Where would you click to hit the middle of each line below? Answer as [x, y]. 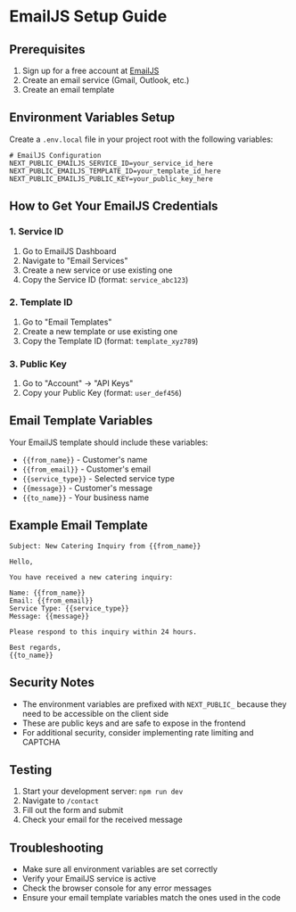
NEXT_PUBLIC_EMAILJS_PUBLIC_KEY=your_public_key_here [111, 179]
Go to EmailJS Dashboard [69, 251]
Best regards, [36, 647]
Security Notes [52, 682]
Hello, [21, 562]
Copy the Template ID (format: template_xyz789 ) [110, 341]
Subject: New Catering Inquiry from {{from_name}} [105, 546]
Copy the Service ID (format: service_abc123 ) [105, 279]
